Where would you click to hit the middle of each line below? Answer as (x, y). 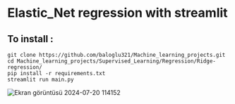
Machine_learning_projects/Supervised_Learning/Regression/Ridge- (116, 61)
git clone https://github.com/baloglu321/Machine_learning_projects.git (116, 55)
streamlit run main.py (41, 79)
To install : (31, 39)
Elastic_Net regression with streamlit (117, 13)
